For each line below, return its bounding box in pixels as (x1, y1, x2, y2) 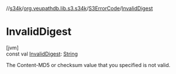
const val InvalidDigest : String (6, 50, 78, 57)
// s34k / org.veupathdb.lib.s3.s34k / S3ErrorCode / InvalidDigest (6, 5, 153, 12)
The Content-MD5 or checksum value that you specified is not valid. (6, 61, 171, 68)
